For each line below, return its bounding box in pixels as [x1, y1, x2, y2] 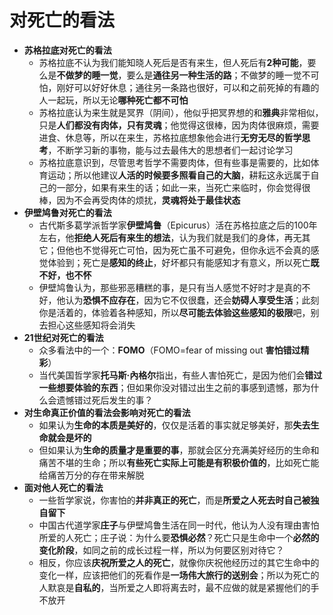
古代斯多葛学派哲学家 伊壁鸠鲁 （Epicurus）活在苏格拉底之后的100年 [38, 219, 318, 231]
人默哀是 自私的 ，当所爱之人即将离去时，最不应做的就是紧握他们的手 [38, 581, 320, 593]
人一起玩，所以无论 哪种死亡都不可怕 [38, 94, 189, 106]
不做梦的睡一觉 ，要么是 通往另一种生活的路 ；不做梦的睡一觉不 [56, 69, 311, 81]
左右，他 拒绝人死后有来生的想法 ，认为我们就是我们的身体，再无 [38, 231, 302, 243]
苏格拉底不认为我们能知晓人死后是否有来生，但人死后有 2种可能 [38, 56, 299, 68]
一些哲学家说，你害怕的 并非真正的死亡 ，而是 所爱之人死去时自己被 [38, 494, 311, 506]
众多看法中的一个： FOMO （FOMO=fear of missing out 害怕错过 [38, 344, 301, 356]
